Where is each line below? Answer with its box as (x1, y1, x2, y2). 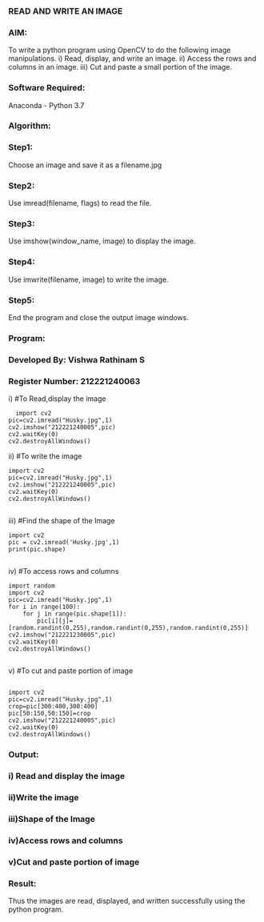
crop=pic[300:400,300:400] (8, 703, 98, 711)
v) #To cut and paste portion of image (8, 666, 134, 675)
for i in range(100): (8, 603, 81, 611)
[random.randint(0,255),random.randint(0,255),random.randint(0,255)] (8, 624, 249, 632)
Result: (8, 878, 37, 889)
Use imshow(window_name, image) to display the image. (8, 236, 196, 246)
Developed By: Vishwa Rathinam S (8, 354, 146, 365)
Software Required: (8, 82, 86, 94)
